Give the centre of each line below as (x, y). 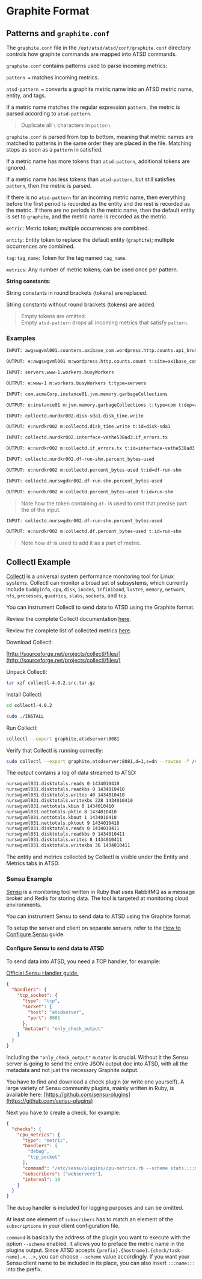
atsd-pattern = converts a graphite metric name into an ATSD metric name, (100, 89)
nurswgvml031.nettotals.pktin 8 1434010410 (62, 812)
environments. (24, 905)
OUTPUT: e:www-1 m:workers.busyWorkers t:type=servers (76, 383)
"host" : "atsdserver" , (56, 1012)
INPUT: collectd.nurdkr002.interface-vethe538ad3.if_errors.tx (87, 437)
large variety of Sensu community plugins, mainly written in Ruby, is (90, 1088)
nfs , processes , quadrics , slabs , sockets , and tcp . (67, 596)
